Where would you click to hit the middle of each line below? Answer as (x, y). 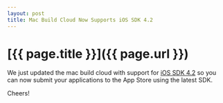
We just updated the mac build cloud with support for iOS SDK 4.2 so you (112, 73)
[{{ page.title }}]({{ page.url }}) (98, 54)
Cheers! (18, 93)
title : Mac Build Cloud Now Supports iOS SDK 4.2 (80, 20)
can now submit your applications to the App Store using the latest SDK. (110, 80)
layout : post (26, 13)
